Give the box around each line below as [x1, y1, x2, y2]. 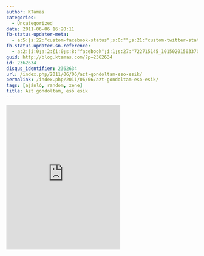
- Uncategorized [12, 20, 53, 26]
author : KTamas [6, 9, 45, 15]
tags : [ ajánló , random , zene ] [6, 83, 83, 89]
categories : [6, 15, 36, 21]
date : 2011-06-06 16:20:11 [6, 26, 75, 32]
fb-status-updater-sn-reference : [6, 43, 91, 49]
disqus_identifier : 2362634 [6, 65, 78, 72]
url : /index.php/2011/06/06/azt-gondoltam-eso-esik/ [6, 71, 143, 77]
